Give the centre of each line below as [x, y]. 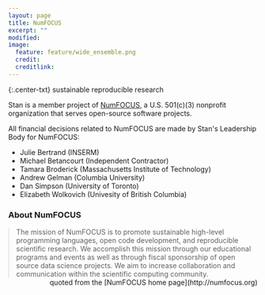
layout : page [30, 15]
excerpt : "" [28, 30]
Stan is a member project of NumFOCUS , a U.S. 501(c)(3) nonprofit [117, 104]
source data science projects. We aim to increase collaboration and [126, 266]
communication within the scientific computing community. [112, 274]
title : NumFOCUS [35, 23]
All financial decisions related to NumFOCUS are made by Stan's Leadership [132, 128]
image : [19, 45]
